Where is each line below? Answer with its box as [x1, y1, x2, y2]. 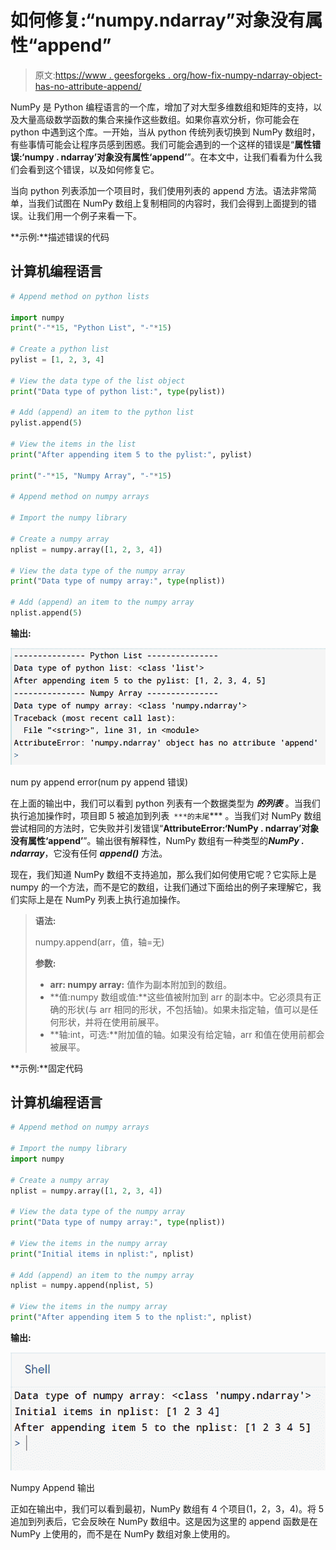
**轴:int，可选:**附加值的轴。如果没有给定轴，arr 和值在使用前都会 [49, 1028, 325, 1040]
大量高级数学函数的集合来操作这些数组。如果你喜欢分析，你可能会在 [18, 113, 300, 125]
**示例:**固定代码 [10, 1062, 84, 1074]
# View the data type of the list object [10, 376, 186, 386]
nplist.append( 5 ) [10, 608, 83, 618]
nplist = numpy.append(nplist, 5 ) [10, 1281, 155, 1291]
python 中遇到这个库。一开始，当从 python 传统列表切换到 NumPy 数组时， [10, 126, 321, 138]
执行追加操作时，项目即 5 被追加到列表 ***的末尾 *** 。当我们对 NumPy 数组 [10, 809, 322, 821]
